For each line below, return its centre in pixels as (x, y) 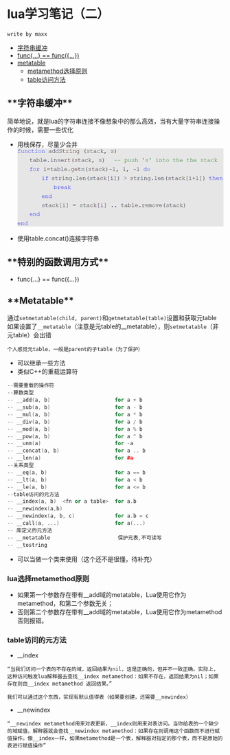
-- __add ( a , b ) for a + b (75, 400)
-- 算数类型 (21, 393)
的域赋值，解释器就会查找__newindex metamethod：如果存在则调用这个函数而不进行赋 (114, 731)
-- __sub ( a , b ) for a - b (75, 407)
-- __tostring (27, 545)
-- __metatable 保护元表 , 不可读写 (85, 538)
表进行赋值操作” (27, 746)
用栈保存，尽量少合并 (47, 144)
